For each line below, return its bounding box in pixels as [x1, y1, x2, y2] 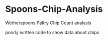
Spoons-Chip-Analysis [5, 3, 103, 15]
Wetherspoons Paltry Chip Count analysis [5, 20, 91, 26]
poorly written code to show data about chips [5, 29, 99, 35]
